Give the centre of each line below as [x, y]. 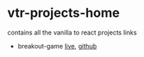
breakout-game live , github [57, 46]
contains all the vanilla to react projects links [72, 32]
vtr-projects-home [63, 13]
